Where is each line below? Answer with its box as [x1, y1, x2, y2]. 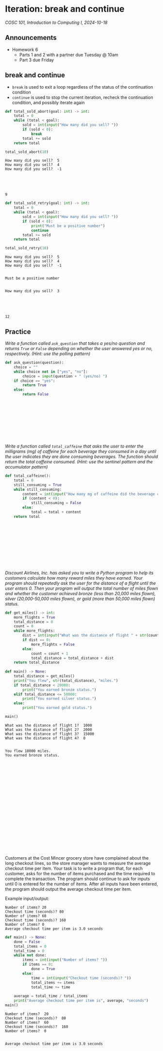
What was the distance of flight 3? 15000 [5, 732, 95, 736]
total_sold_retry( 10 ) [5, 246, 49, 251]
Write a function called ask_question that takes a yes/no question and [5, 340, 145, 346]
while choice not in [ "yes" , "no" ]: [14, 369, 88, 374]
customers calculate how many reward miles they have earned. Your [5, 575, 143, 581]
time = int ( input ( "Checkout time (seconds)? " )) [31, 976, 131, 980]
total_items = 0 [14, 944, 47, 949]
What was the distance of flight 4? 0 [5, 735, 86, 741]
